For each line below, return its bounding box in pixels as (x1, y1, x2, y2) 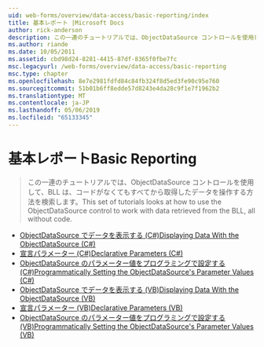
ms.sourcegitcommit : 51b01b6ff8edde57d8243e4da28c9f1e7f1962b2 (8, 84, 220, 93)
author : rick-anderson (8, 26, 82, 34)
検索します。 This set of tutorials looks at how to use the (41, 197, 222, 206)
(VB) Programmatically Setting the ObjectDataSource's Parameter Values (19, 321, 254, 331)
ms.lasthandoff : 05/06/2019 (8, 107, 101, 115)
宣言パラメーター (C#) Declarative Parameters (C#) (19, 248, 183, 258)
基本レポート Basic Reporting (8, 150, 197, 168)
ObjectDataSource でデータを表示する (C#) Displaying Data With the (19, 230, 240, 239)
